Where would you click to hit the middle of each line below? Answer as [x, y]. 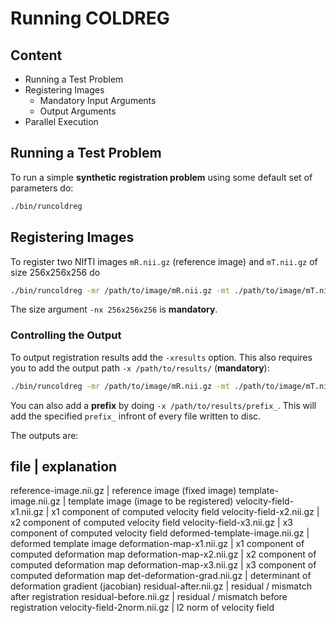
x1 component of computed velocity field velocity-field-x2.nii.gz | [185, 512]
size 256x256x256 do [55, 272]
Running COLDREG [90, 18]
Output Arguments [78, 111]
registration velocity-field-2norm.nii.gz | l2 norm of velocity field [142, 608]
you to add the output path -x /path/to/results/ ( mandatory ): [140, 368]
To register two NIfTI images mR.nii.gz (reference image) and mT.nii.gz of [164, 261]
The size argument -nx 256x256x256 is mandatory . [114, 309]
